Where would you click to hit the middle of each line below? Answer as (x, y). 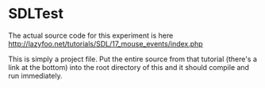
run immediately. (36, 75)
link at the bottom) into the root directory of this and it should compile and (129, 67)
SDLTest (36, 14)
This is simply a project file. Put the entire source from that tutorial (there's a (133, 59)
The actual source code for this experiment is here (91, 35)
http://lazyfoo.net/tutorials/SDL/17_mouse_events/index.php (106, 43)
